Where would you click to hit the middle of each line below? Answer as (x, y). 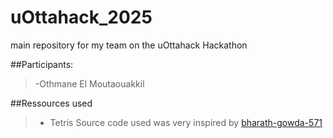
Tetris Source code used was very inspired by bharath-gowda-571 (186, 122)
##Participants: (42, 64)
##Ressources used (51, 103)
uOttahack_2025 (81, 17)
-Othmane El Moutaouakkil (89, 83)
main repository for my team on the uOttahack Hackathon (129, 45)
